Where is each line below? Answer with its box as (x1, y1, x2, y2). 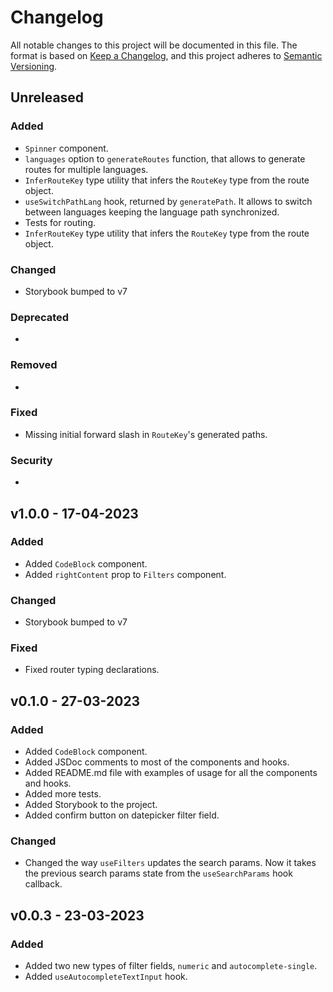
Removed (10, 358, 58, 372)
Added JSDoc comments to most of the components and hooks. (24, 756, 290, 768)
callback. (24, 878, 63, 890)
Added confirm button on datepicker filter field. (24, 809, 220, 821)
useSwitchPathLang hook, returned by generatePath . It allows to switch (24, 195, 313, 207)
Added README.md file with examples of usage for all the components (24, 767, 318, 779)
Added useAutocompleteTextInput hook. (24, 971, 188, 983)
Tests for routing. (24, 216, 97, 228)
